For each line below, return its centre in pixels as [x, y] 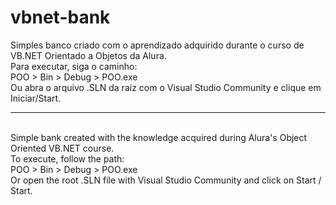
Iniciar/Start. [36, 98]
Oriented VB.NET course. [62, 148]
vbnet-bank [60, 17]
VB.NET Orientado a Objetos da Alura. [88, 55]
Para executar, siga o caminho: [74, 66]
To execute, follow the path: [67, 158]
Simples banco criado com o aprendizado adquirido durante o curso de [157, 45]
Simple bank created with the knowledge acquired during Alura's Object [159, 137]
